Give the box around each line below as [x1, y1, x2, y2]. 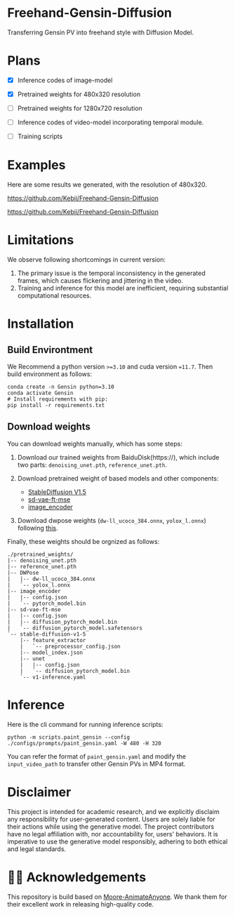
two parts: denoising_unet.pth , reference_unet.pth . [17, 460, 167, 469]
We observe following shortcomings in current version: [7, 255, 166, 264]
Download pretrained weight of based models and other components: [17, 474, 219, 482]
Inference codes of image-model [17, 76, 113, 84]
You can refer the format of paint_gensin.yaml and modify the [7, 752, 187, 761]
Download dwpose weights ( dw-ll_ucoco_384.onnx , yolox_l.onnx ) [17, 516, 207, 524]
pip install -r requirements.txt [7, 402, 105, 409]
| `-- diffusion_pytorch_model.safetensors [7, 625, 142, 632]
